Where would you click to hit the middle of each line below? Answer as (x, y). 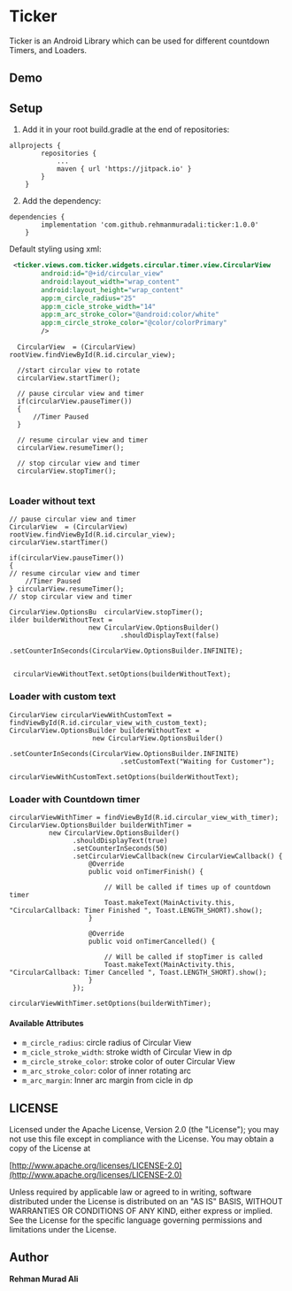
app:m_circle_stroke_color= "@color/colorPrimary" (134, 323)
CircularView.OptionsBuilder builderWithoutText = (104, 731)
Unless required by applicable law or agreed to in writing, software (131, 1192)
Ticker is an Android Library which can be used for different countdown (139, 41)
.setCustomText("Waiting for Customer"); (197, 761)
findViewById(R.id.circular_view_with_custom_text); (108, 723)
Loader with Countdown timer (75, 799)
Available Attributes (46, 1023)
